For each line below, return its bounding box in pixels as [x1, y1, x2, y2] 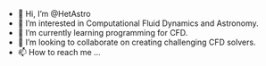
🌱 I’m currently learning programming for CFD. [17, 28, 188, 37]
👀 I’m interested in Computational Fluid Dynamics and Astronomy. [17, 18, 259, 29]
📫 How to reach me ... [17, 47, 101, 57]
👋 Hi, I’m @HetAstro [17, 9, 91, 19]
